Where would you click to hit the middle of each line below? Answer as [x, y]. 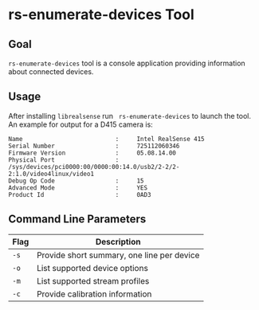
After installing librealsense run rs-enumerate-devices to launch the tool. [130, 116]
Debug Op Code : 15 [77, 181]
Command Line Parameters [77, 220]
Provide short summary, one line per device [118, 255]
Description [118, 241]
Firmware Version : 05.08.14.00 [92, 153]
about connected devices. [51, 72]
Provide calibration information [94, 294]
